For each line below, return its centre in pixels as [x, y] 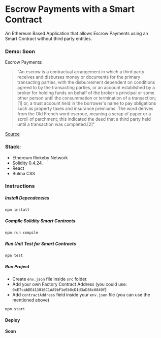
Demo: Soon [20, 51]
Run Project [17, 266]
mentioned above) [31, 300]
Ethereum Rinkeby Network [40, 157]
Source [12, 134]
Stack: [13, 147]
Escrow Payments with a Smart [70, 9]
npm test [14, 256]
